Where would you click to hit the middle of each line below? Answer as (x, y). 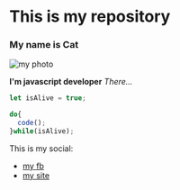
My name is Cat (44, 45)
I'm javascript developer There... (71, 82)
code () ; (32, 123)
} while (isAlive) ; (42, 131)
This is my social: (41, 148)
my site (36, 175)
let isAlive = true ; (48, 98)
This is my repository (90, 17)
